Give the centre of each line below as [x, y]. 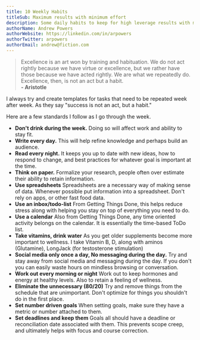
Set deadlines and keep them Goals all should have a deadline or [95, 318]
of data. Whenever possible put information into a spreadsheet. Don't [100, 191]
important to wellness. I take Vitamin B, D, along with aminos [89, 242]
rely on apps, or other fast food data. [60, 198]
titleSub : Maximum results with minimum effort [66, 17]
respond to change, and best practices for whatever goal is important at [103, 160]
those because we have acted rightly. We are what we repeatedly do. [105, 74]
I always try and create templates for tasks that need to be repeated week [97, 98]
